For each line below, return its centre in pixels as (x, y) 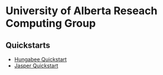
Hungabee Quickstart (40, 59)
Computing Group (51, 23)
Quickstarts (28, 45)
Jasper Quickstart (36, 66)
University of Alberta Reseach (82, 11)
